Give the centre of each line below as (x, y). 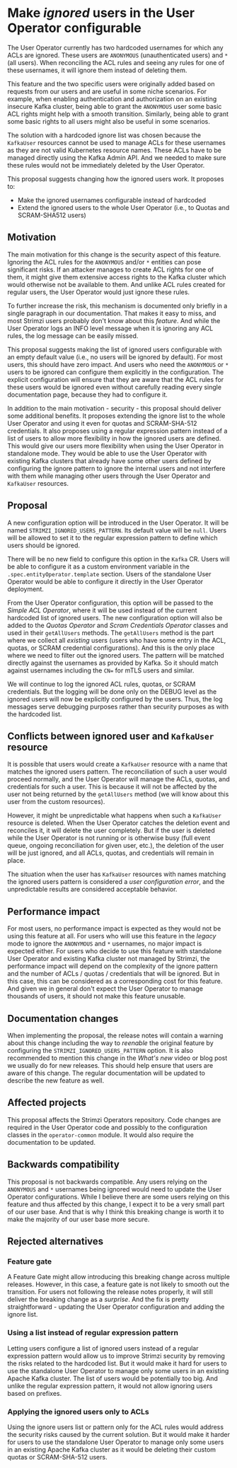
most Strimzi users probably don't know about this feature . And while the (114, 320)
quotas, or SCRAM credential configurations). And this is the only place (111, 648)
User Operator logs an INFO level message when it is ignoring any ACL (110, 328)
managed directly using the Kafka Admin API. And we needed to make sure (117, 158)
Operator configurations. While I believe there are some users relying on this (118, 1196)
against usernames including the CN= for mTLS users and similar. (101, 670)
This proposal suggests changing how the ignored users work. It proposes (116, 179)
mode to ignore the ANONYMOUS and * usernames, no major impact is (105, 944)
